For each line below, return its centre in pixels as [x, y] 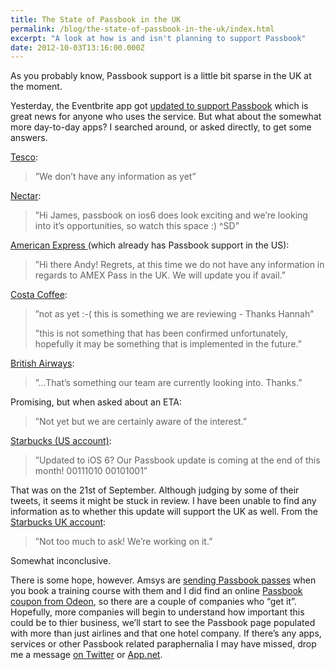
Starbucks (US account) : [61, 441]
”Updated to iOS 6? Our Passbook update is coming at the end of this [177, 460]
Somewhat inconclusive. [61, 561]
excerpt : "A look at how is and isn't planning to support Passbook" [158, 38]
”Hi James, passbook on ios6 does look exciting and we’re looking [171, 215]
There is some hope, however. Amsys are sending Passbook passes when [163, 580]
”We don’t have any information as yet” [115, 177]
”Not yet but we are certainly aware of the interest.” [141, 422]
